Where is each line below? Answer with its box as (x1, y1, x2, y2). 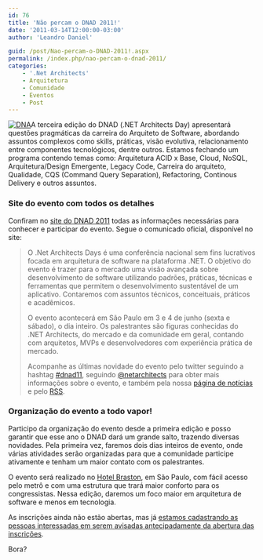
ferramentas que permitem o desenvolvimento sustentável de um (27, 281, 239, 290)
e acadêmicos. (27, 297, 75, 307)
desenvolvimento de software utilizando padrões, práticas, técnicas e (27, 272, 253, 282)
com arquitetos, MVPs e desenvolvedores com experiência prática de (27, 338, 253, 347)
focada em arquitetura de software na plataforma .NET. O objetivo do (27, 256, 251, 265)
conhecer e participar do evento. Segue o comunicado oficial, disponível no (8, 224, 254, 234)
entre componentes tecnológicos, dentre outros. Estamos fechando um (8, 145, 239, 155)
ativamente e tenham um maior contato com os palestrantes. (8, 456, 205, 467)
